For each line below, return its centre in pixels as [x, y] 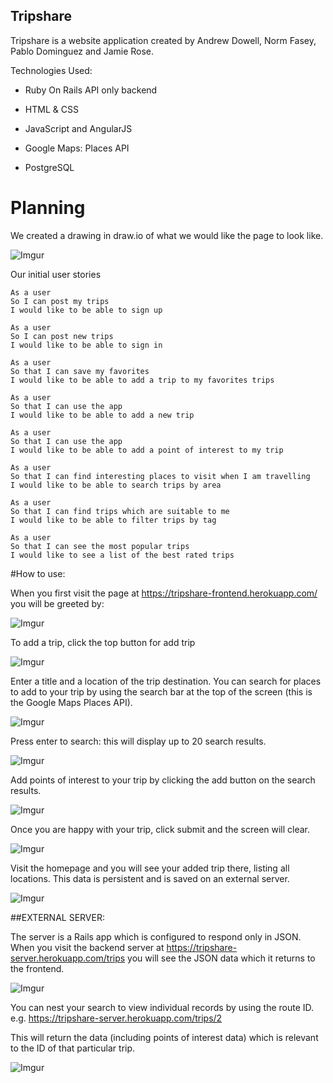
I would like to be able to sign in [86, 345]
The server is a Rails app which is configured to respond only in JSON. [156, 936]
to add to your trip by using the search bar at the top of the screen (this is [161, 691]
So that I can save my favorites [80, 371]
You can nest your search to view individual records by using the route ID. [162, 1007]
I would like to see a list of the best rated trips [122, 555]
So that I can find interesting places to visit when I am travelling [160, 476]
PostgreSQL [49, 167]
